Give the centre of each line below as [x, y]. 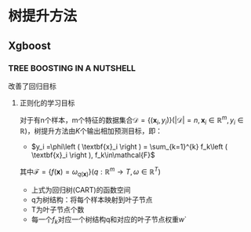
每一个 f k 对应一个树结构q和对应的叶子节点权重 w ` [109, 220]
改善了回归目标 [32, 86]
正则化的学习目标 [47, 102]
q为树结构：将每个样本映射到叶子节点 [92, 199]
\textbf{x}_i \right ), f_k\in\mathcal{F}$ [93, 155]
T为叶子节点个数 [58, 209]
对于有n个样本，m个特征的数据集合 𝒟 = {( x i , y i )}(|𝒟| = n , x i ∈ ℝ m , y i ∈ [131, 120]
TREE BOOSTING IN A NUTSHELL [72, 68]
